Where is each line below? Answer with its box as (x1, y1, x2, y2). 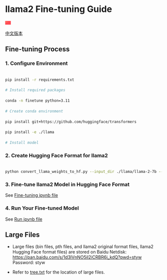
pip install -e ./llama (5, 130, 55, 135)
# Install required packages (5, 88, 66, 93)
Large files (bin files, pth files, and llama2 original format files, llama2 (12, 244, 154, 250)
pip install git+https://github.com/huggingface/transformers (5, 119, 137, 124)
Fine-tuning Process (5, 45, 70, 53)
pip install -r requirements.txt (5, 77, 75, 82)
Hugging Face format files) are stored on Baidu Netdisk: (12, 249, 127, 255)
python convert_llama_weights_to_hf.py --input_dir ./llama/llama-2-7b (5, 169, 157, 174)
